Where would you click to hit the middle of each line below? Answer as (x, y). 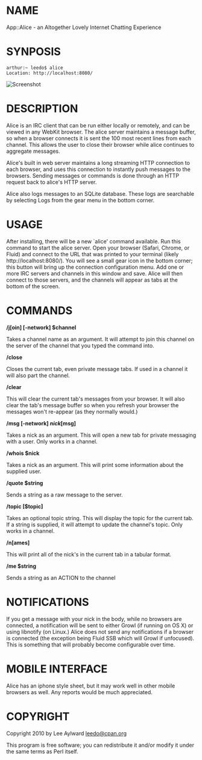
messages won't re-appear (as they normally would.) (72, 411)
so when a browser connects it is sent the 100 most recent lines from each (99, 138)
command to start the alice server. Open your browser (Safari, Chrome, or (98, 248)
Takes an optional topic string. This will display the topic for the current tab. (100, 518)
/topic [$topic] (25, 506)
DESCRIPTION (42, 109)
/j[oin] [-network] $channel (41, 327)
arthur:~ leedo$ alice (35, 68)
